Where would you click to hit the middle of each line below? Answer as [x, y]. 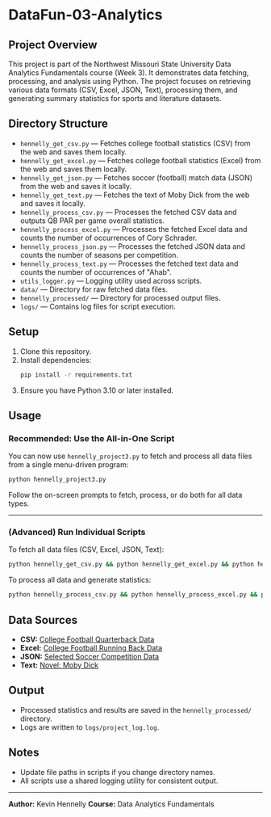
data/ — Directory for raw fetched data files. [94, 289]
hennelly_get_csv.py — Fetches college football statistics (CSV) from [135, 143]
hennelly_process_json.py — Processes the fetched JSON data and [133, 246]
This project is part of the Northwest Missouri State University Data [120, 64]
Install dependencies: [56, 360]
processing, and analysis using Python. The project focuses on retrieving [130, 81]
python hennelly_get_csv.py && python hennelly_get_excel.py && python [131, 564]
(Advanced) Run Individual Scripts [77, 532]
